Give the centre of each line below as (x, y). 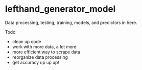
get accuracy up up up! (36, 62)
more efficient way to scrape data (46, 52)
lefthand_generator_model (60, 9)
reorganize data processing (40, 57)
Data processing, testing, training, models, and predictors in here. (71, 23)
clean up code (27, 41)
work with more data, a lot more (44, 47)
